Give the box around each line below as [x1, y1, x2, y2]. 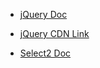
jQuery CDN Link [19, 28, 90, 39]
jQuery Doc [19, 9, 68, 20]
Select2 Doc [19, 47, 72, 59]
